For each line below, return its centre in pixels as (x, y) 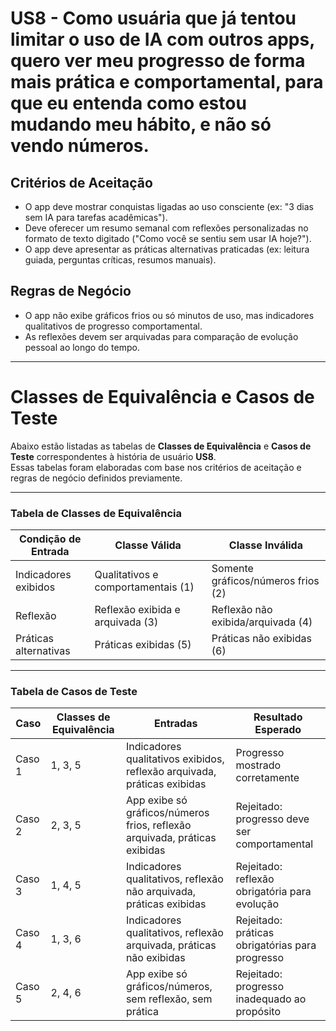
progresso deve (272, 819)
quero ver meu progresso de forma (158, 61)
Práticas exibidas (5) (143, 645)
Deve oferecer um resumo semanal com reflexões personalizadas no (166, 228)
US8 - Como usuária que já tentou (153, 18)
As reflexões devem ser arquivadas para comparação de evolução (161, 336)
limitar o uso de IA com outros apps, (162, 39)
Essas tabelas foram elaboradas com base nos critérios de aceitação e (156, 467)
